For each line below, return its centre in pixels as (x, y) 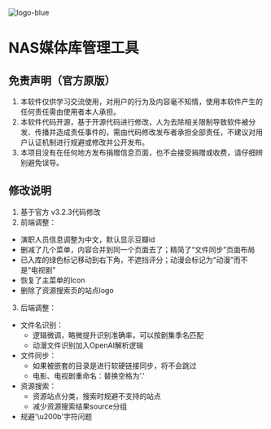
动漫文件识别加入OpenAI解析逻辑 (88, 345)
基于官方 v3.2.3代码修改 (60, 212)
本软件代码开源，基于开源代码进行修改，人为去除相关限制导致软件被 (134, 122)
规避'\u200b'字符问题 (56, 416)
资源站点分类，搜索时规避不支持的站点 (96, 396)
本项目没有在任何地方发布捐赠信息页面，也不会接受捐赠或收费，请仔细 (138, 152)
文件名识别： (42, 325)
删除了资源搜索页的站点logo (67, 290)
